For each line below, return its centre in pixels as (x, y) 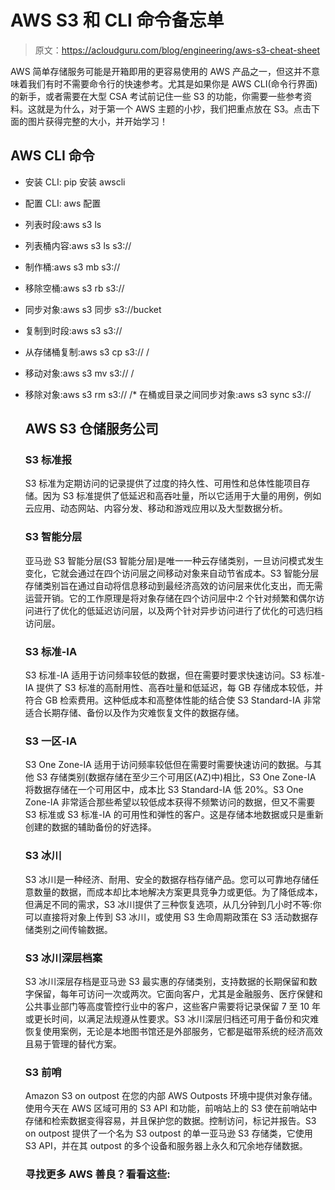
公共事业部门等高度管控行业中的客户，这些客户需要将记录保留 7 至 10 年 (172, 1006)
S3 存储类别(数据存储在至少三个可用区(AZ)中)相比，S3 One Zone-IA (176, 777)
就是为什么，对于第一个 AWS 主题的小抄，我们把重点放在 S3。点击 (174, 108)
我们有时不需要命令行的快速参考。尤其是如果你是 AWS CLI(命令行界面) (172, 83)
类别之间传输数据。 (73, 929)
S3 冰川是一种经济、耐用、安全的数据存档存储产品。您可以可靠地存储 (167, 879)
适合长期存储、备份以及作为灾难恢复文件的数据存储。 (134, 713)
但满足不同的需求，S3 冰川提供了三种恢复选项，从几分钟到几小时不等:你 (173, 904)
